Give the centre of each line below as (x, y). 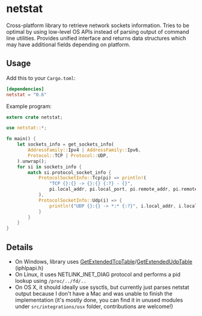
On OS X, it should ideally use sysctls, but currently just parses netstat (102, 287)
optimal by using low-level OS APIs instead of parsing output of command (98, 31)
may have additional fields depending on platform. (68, 45)
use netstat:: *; (26, 128)
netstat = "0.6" (26, 94)
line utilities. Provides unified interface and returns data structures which (96, 38)
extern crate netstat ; (35, 117)
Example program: (29, 106)
